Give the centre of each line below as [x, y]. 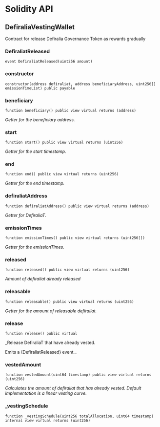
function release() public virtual [41, 333]
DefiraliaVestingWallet [40, 27]
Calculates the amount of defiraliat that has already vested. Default [73, 388]
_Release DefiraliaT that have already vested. [50, 342]
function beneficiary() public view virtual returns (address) [71, 110]
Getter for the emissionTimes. [35, 247]
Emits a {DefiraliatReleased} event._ [41, 352]
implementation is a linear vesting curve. [46, 393]
